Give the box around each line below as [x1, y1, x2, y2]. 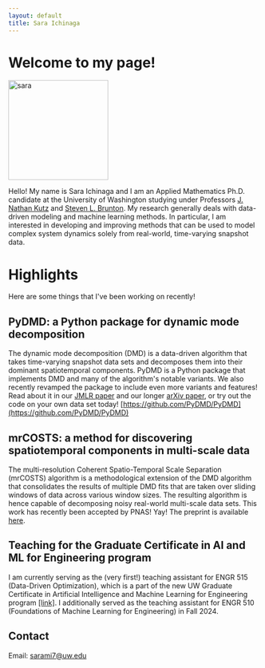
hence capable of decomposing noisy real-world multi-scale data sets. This [8, 499, 257, 508]
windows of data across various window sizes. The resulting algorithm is [8, 490, 247, 500]
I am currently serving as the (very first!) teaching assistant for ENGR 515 [8, 572, 248, 582]
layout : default [8, 11, 62, 20]
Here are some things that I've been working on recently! [8, 292, 196, 302]
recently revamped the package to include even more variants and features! [8, 382, 258, 392]
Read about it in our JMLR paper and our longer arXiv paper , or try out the [8, 391, 251, 401]
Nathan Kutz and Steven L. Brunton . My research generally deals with [8, 204, 237, 213]
